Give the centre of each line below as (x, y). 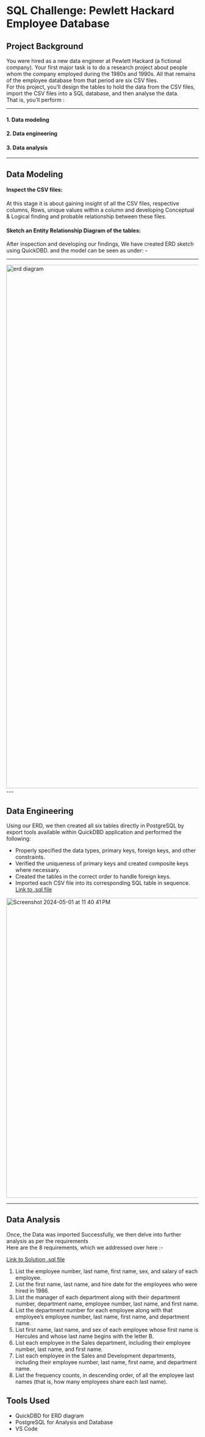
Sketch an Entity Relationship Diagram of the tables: (74, 231)
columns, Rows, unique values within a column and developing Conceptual (100, 210)
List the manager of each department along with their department (98, 1297)
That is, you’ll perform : (36, 100)
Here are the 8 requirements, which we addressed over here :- (85, 1247)
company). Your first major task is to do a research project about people (97, 67)
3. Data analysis (27, 147)
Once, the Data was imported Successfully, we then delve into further (94, 1234)
